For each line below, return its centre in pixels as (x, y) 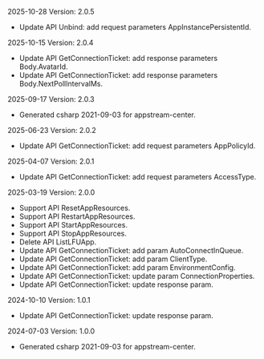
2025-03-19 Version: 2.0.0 (51, 192)
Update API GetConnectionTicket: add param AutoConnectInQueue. (131, 250)
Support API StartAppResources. (73, 225)
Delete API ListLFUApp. (58, 242)
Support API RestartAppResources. (77, 216)
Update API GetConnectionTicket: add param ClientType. (113, 259)
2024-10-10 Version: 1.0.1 (49, 300)
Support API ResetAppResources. (75, 208)
